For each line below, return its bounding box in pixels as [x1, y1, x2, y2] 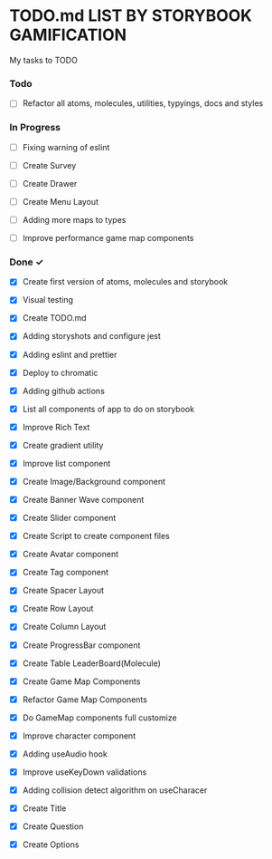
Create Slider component [22, 513, 117, 524]
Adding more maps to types [22, 214, 127, 225]
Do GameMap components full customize [22, 712, 178, 723]
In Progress [9, 121, 61, 134]
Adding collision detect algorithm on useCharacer [22, 785, 208, 796]
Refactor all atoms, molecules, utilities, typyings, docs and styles [22, 98, 264, 109]
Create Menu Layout [22, 196, 99, 207]
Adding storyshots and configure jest [22, 331, 161, 342]
